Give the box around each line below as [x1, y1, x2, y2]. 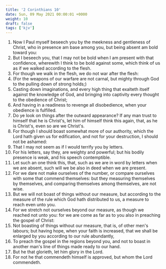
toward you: [12, 50, 37, 56]
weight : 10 [5, 16, 28, 21]
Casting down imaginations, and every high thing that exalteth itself [12, 86, 150, 92]
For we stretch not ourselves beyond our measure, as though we [12, 207, 144, 213]
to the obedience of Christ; [12, 97, 68, 103]
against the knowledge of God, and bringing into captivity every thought [12, 92, 159, 98]
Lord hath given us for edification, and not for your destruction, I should [12, 134, 158, 140]
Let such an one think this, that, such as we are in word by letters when [12, 160, 157, 166]
